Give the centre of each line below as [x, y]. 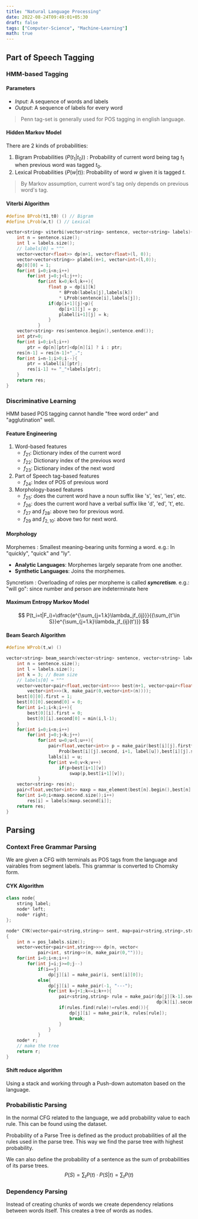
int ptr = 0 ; [30, 337]
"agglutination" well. [31, 420]
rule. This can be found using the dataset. [57, 1124]
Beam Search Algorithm [36, 635]
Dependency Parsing [37, 1191]
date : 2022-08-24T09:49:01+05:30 [47, 17]
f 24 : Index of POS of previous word [66, 483]
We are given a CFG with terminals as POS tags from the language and [92, 860]
